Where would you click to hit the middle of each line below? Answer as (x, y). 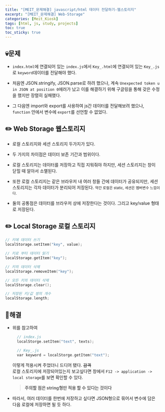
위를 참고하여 (25, 328)
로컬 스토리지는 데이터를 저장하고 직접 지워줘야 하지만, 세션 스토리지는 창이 (84, 165)
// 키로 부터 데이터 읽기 (27, 254)
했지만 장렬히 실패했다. (39, 95)
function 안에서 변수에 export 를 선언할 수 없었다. (60, 112)
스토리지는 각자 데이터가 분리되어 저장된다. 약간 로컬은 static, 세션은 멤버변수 (81, 187)
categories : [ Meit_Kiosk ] (32, 19)
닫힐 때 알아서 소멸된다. (35, 171)
